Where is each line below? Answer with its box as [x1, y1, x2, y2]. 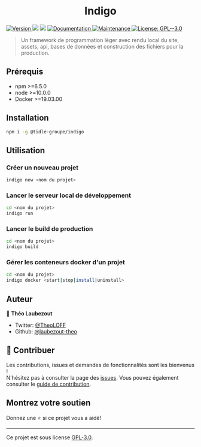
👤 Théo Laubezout [6, 309, 53, 317]
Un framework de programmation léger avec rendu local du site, [20, 36, 179, 43]
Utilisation [6, 145, 45, 156]
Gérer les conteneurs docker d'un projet [6, 258, 126, 267]
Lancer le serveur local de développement [6, 191, 132, 199]
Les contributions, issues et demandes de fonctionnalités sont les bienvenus [6, 361, 195, 368]
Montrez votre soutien [6, 398, 91, 408]
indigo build [6, 244, 39, 250]
